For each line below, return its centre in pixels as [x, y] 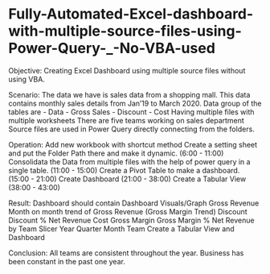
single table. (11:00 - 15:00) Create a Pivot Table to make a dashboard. [124, 170]
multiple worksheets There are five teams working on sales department [127, 120]
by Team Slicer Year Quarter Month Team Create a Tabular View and [121, 228]
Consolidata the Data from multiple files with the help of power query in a [129, 161]
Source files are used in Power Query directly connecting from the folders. [131, 129]
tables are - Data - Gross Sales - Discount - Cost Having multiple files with [131, 112]
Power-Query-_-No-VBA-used [112, 48]
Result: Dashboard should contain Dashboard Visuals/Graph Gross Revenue [134, 203]
